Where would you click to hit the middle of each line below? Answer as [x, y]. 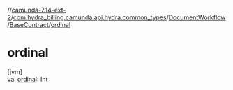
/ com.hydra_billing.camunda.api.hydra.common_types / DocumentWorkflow [118, 17]
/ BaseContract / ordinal [39, 25]
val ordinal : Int [28, 79]
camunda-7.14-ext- [39, 10]
